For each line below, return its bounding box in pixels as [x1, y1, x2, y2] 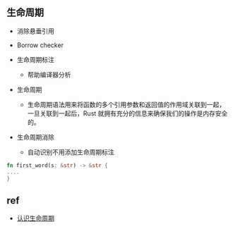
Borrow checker [16, 41, 64, 49]
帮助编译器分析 [27, 70, 71, 79]
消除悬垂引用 [16, 27, 54, 35]
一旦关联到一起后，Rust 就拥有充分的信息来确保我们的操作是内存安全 [27, 109, 228, 118]
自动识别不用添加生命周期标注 [27, 147, 114, 156]
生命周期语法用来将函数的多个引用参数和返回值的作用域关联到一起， [27, 100, 226, 109]
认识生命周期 [16, 214, 54, 223]
